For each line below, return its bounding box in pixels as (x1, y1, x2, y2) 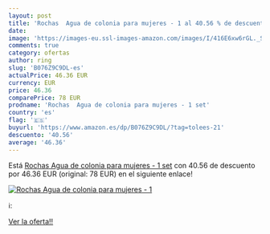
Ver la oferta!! (8, 216, 54, 226)
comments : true (8, 42, 59, 50)
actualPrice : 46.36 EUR (8, 71, 88, 79)
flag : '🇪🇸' (8, 116, 48, 124)
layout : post (8, 11, 52, 20)
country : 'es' (8, 109, 56, 117)
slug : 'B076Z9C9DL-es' (8, 64, 84, 72)
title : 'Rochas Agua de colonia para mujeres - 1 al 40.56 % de (8, 19, 231, 27)
